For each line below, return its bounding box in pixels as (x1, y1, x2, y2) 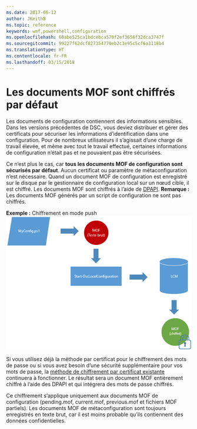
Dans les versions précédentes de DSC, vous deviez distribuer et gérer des (6, 124, 188, 131)
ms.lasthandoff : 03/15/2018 (6, 59, 75, 65)
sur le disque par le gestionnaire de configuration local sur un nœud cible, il (6, 179, 189, 186)
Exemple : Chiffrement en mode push (6, 209, 97, 217)
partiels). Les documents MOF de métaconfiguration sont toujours (6, 404, 166, 411)
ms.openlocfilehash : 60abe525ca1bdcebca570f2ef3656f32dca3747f (6, 34, 165, 41)
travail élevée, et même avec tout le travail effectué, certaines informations (6, 142, 187, 150)
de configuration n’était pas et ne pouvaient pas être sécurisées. (6, 149, 162, 156)
